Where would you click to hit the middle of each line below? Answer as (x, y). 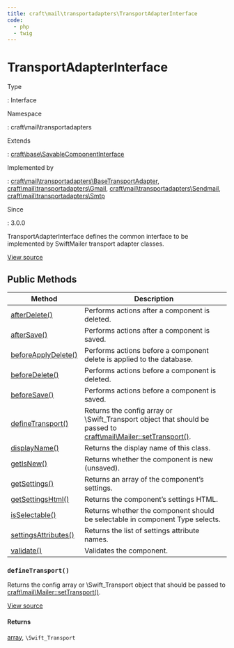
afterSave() (29, 335)
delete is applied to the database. (139, 359)
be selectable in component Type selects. (153, 519)
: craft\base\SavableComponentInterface (66, 155)
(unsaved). (102, 468)
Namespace (24, 114)
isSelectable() (34, 515)
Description (154, 299)
